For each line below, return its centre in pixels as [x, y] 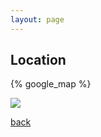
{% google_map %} [51, 84]
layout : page [37, 19]
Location [38, 60]
